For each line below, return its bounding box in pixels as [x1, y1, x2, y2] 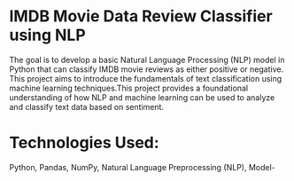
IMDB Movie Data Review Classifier [9, 6, 273, 27]
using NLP [9, 25, 86, 45]
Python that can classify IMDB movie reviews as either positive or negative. [9, 64, 284, 75]
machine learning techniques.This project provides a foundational [9, 83, 249, 93]
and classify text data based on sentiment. [9, 101, 164, 112]
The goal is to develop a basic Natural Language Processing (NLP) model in [9, 54, 285, 65]
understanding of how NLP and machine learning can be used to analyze [9, 91, 275, 103]
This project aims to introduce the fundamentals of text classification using [9, 73, 282, 83]
